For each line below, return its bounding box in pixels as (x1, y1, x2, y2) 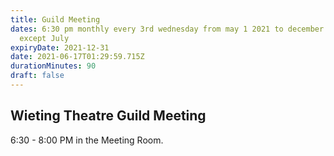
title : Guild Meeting (10, 14, 101, 25)
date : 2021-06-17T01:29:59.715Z (10, 52, 145, 62)
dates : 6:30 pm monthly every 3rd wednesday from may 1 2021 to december (10, 24, 325, 34)
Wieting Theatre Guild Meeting (10, 107, 207, 125)
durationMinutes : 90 (10, 61, 97, 71)
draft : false (10, 71, 65, 81)
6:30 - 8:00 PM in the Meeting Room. (10, 134, 164, 146)
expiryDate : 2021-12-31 (10, 42, 110, 53)
